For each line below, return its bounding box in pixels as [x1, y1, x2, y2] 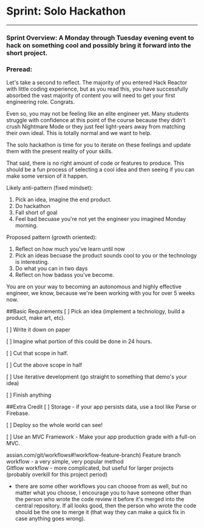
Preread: [6, 65, 33, 74]
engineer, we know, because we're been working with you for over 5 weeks [6, 290, 195, 297]
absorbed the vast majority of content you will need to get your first [6, 92, 175, 99]
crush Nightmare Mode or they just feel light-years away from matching [6, 123, 186, 130]
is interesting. [15, 259, 50, 266]
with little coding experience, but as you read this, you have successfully [6, 85, 188, 92]
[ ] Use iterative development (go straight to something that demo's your [6, 373, 187, 381]
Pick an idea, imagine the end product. [15, 196, 112, 203]
